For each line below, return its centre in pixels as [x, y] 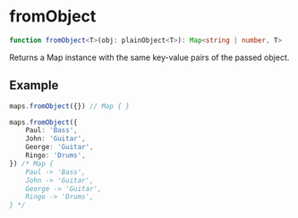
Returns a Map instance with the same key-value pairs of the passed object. [149, 57]
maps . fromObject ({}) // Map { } [69, 106]
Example [34, 85]
